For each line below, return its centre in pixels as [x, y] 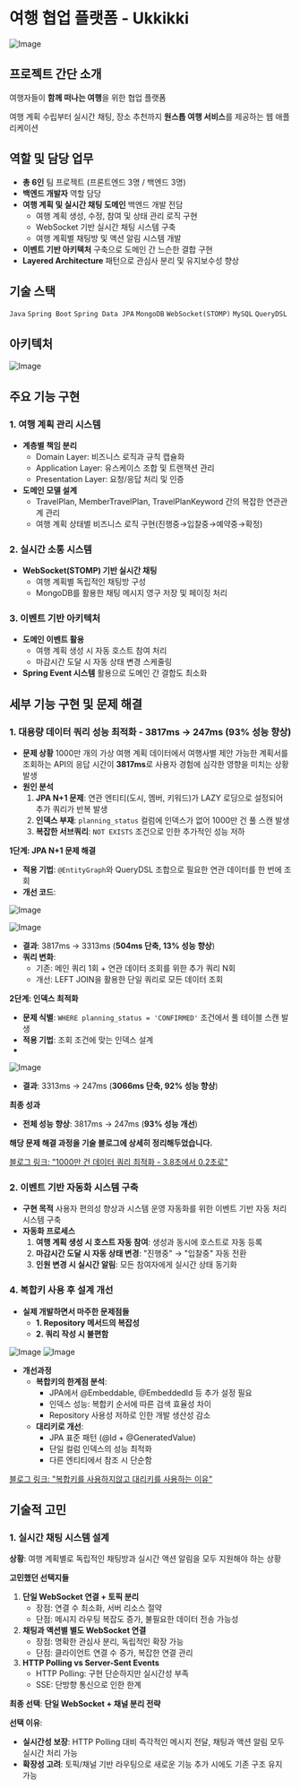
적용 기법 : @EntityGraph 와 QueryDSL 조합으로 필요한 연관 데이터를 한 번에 [152, 869]
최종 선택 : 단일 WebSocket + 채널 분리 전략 [85, 1704]
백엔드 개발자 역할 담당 [61, 193]
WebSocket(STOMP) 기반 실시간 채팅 [90, 571]
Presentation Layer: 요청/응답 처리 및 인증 [110, 479]
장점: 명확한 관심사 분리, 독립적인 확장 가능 [110, 1642]
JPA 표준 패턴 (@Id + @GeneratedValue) [122, 1437]
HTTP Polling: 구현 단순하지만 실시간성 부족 [112, 1673]
